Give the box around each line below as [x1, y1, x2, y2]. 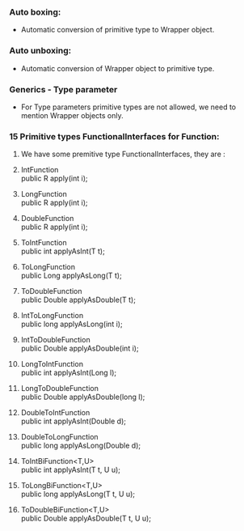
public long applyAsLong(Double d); [20, 440, 141, 451]
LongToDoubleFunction [20, 384, 99, 393]
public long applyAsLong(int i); [20, 319, 124, 329]
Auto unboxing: [9, 45, 72, 57]
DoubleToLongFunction [20, 432, 99, 442]
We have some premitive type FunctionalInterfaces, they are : [20, 149, 225, 159]
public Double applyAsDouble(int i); [20, 343, 140, 354]
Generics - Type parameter [9, 83, 118, 95]
